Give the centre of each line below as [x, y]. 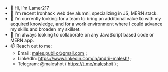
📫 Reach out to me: [31, 46]
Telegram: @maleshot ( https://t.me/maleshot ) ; [68, 64]
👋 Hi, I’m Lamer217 [30, 8]
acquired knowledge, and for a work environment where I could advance [86, 24]
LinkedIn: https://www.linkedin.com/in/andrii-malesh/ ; [75, 59]
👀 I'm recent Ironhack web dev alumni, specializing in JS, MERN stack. [84, 13]
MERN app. [22, 40]
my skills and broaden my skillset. [46, 29]
